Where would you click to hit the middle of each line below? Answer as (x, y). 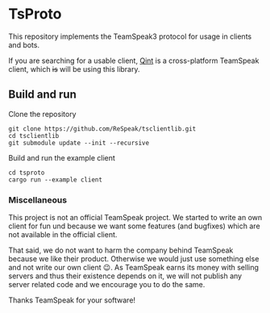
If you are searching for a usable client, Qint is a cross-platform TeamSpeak (134, 61)
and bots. (24, 44)
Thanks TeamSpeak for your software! (72, 300)
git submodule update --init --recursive (79, 143)
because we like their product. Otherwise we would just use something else (134, 259)
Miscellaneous (37, 200)
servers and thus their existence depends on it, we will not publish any (125, 276)
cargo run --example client (56, 179)
